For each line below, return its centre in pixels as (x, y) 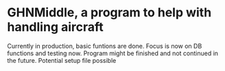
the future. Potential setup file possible (62, 60)
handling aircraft (56, 27)
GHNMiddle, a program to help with (109, 13)
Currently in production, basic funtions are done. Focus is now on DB (105, 46)
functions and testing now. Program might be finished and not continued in (113, 53)
